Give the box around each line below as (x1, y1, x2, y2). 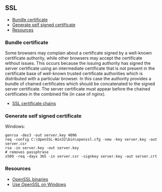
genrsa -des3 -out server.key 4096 (5, 133, 77, 138)
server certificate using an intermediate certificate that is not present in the (5, 65, 155, 72)
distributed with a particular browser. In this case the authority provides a (5, 76, 151, 82)
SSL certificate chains (12, 101, 56, 106)
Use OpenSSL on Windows (12, 181, 66, 187)
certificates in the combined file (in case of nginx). (5, 91, 106, 97)
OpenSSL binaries (12, 176, 49, 182)
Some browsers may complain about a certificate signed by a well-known (5, 50, 152, 56)
